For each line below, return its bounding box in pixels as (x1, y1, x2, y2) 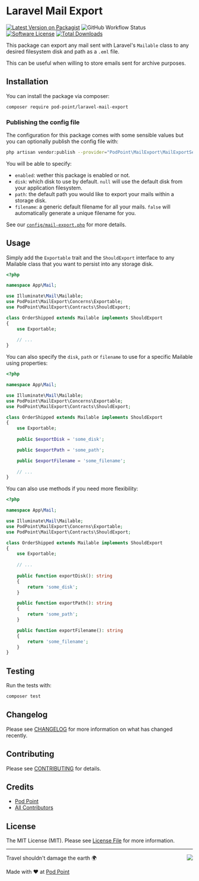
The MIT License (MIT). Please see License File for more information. (6, 837, 175, 844)
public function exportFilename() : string (17, 627, 123, 633)
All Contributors (14, 804, 53, 811)
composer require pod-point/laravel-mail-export (6, 104, 129, 110)
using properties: (6, 359, 48, 367)
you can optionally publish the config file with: (6, 138, 118, 145)
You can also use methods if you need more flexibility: (6, 485, 139, 492)
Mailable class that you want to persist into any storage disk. (6, 260, 154, 267)
